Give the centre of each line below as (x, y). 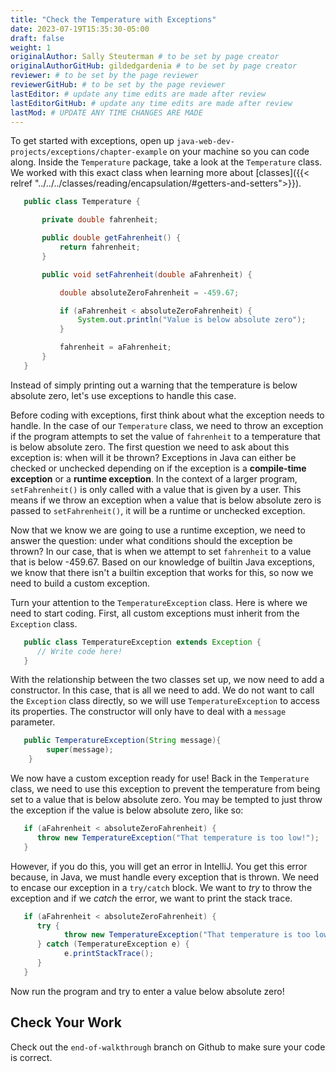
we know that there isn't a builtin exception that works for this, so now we (162, 572)
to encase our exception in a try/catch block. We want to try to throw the (161, 887)
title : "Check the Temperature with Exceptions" (113, 19)
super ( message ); (80, 750)
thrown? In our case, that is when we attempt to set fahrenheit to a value (161, 551)
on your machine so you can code (239, 152)
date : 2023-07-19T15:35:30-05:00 (80, 29)
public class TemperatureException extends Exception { (142, 642)
